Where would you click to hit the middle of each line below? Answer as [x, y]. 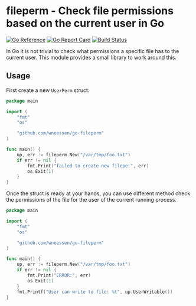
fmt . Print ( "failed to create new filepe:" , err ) [88, 166]
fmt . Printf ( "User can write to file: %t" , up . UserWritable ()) [95, 292]
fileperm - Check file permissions [90, 11]
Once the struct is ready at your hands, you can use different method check [98, 193]
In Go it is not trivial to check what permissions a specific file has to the [93, 51]
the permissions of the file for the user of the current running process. [92, 200]
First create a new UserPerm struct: [48, 90]
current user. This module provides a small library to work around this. [92, 57]
